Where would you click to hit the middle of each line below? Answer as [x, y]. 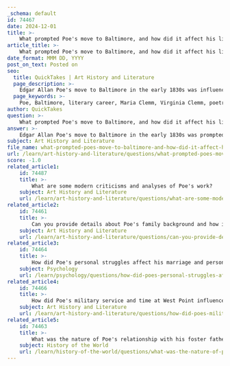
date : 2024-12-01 [32, 26]
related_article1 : [33, 167]
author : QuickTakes [35, 109]
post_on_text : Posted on [42, 65]
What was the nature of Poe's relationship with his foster [119, 339]
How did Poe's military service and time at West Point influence [128, 301]
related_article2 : [33, 205]
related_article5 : [33, 320]
